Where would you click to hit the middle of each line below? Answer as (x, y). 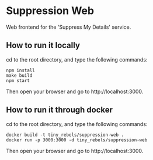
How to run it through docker (59, 110)
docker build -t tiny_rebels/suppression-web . (65, 135)
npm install (20, 70)
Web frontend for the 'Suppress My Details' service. (69, 27)
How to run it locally (43, 45)
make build (19, 75)
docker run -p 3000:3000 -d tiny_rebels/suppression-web (77, 140)
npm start (18, 80)
